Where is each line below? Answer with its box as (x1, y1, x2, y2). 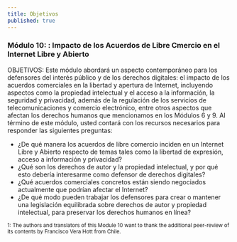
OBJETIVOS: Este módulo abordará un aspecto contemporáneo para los (7, 65, 218, 74)
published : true (7, 17, 55, 24)
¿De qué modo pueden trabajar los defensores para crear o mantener (17, 193, 221, 201)
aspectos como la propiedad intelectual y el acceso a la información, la (7, 88, 215, 97)
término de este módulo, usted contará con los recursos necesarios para (7, 118, 221, 127)
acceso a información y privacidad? (17, 154, 123, 164)
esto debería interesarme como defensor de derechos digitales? (17, 170, 206, 179)
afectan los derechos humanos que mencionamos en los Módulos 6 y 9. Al (7, 111, 226, 120)
